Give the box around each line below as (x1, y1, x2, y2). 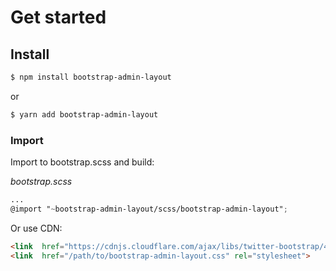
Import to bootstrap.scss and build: (10, 156, 155, 168)
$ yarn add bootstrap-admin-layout (10, 109, 159, 120)
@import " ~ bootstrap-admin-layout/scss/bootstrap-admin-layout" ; (10, 204, 288, 214)
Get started (10, 6, 107, 29)
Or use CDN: (10, 222, 63, 234)
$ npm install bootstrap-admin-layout (10, 72, 172, 82)
